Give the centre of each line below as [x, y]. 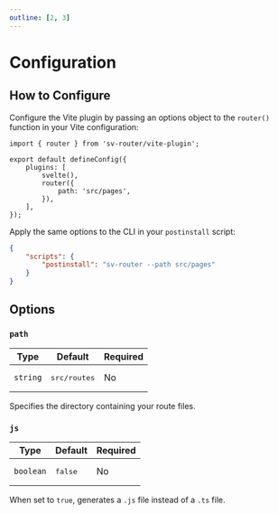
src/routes [73, 377]
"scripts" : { [50, 257]
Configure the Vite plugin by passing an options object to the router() [140, 117]
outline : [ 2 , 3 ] [40, 18]
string [28, 378]
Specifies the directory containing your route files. [102, 406]
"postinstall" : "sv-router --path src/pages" [129, 265]
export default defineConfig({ [68, 159]
